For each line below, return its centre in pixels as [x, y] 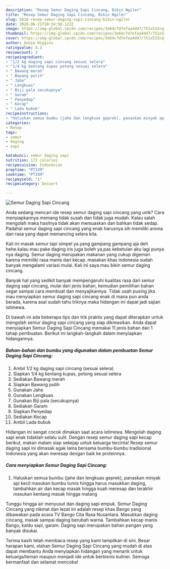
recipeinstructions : [27, 114]
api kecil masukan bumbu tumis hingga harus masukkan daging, [80, 483]
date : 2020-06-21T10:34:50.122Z [40, 24]
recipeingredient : [25, 57]
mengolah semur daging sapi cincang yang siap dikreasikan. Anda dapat [81, 322]
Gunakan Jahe [28, 390]
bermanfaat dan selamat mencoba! [42, 562]
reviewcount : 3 [22, 52]
